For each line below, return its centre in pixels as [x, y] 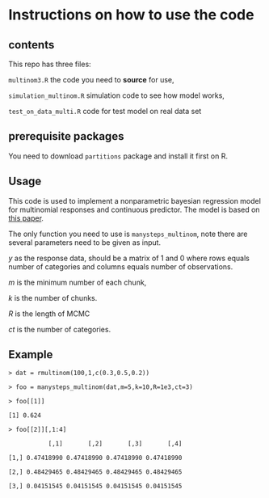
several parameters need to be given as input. [85, 242]
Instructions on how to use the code [131, 15]
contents [32, 45]
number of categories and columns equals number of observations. [121, 266]
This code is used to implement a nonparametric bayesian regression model [134, 200]
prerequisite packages [66, 136]
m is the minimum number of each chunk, [78, 282]
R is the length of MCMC [49, 314]
